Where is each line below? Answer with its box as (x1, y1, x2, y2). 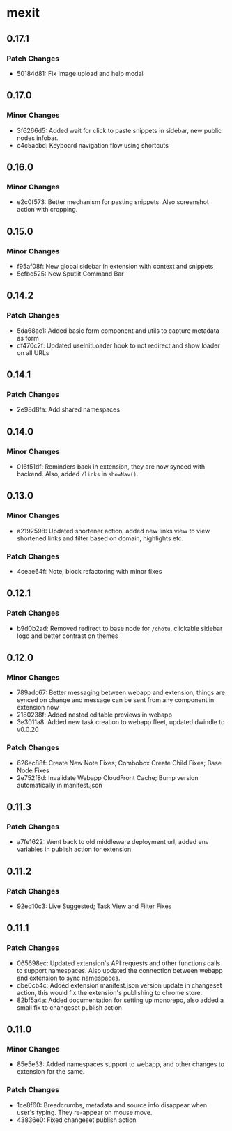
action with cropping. (16, 205, 78, 214)
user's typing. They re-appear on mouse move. (16, 1108, 153, 1116)
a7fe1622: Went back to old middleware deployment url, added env (16, 838, 210, 846)
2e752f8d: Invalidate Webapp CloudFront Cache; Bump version (16, 773, 199, 781)
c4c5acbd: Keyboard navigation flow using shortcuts (16, 141, 169, 149)
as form (16, 334, 39, 342)
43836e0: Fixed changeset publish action (16, 1116, 137, 1124)
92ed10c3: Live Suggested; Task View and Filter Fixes (16, 902, 172, 910)
